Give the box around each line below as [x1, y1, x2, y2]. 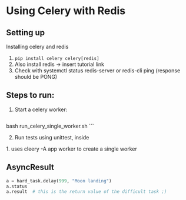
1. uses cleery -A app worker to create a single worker [6, 145, 137, 152]
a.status [6, 184, 28, 189]
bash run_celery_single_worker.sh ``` [6, 122, 94, 129]
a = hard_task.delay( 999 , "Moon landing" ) [6, 178, 112, 184]
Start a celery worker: [14, 106, 68, 113]
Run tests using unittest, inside [14, 134, 89, 141]
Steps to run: [6, 90, 55, 101]
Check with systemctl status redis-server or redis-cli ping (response [14, 67, 181, 74]
